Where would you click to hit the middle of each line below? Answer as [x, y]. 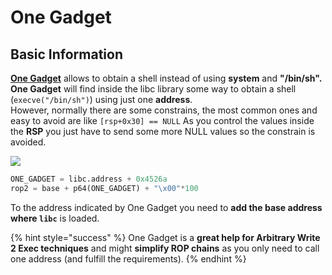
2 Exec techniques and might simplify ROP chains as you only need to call [165, 248]
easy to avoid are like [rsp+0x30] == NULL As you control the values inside [162, 120]
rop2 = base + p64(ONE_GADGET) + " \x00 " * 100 [104, 188]
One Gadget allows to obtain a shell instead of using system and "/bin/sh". [166, 78]
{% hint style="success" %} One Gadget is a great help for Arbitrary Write [165, 237]
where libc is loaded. [55, 218]
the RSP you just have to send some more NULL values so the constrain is [163, 131]
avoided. [28, 142]
